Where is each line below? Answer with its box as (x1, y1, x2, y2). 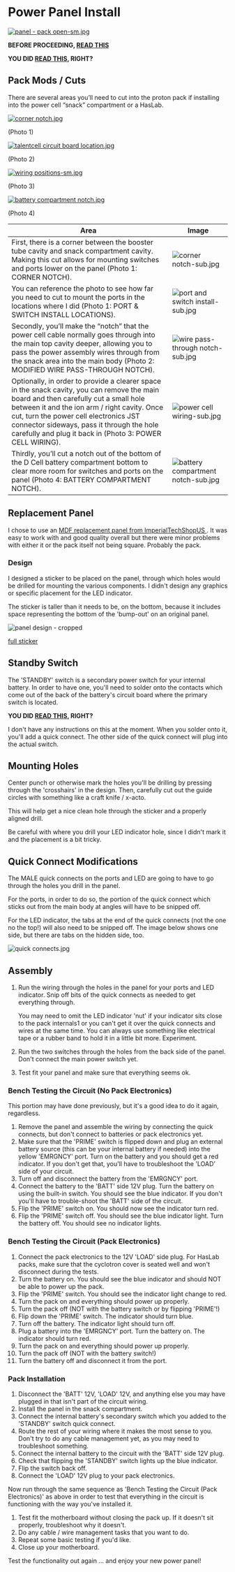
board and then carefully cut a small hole (11, 393, 145, 403)
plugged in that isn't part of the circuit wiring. (17, 1397, 149, 1405)
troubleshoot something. (17, 1442, 89, 1450)
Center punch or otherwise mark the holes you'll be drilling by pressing (8, 778, 212, 787)
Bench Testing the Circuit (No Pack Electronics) (8, 1086, 172, 1096)
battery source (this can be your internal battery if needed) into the (17, 1145, 211, 1153)
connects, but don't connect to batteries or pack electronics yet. (17, 1130, 204, 1139)
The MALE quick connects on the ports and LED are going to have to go (8, 874, 214, 882)
